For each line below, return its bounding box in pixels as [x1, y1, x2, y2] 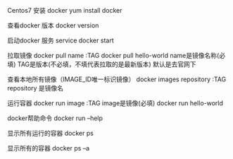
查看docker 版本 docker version [7, 21, 99, 30]
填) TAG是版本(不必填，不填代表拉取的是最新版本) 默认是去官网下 [7, 60, 196, 69]
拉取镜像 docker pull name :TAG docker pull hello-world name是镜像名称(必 [7, 52, 226, 59]
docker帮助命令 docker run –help [7, 114, 103, 122]
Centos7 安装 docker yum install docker [7, 6, 122, 14]
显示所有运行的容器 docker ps [7, 129, 94, 137]
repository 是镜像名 [7, 84, 64, 92]
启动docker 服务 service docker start [7, 36, 114, 45]
